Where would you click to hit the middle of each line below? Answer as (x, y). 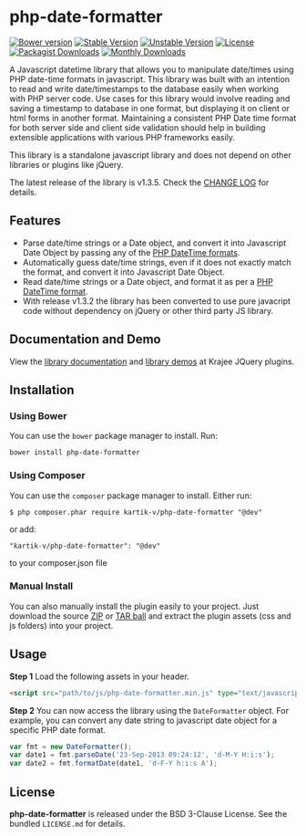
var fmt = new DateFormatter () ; (71, 747)
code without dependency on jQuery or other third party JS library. (148, 310)
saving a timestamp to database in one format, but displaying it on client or (149, 108)
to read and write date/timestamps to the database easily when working (144, 89)
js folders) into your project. (61, 625)
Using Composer (47, 475)
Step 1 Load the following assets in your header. (99, 676)
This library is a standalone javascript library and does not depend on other (150, 155)
